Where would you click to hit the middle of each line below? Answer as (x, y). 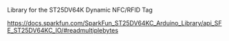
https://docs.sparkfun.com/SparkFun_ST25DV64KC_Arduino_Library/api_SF (115, 23)
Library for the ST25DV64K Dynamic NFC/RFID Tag (80, 10)
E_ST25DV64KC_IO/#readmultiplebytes (63, 30)
